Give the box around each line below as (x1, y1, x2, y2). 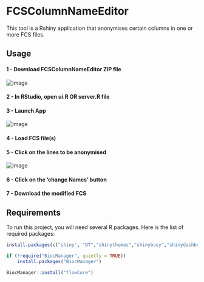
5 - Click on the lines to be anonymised (6, 148, 106, 156)
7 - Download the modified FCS (6, 190, 87, 197)
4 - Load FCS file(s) (6, 134, 56, 141)
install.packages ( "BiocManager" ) (17, 258, 102, 264)
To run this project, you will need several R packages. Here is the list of (6, 224, 184, 231)
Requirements (6, 207, 61, 217)
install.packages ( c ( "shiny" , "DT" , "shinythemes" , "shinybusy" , (6, 242, 167, 248)
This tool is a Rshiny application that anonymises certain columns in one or (6, 24, 193, 32)
